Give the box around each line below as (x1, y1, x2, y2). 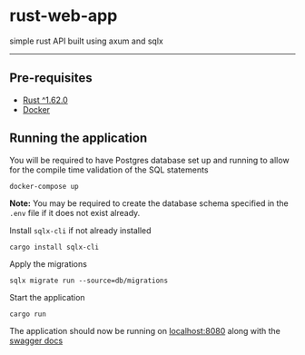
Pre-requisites (9, 70, 93, 86)
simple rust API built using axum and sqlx (9, 35, 163, 46)
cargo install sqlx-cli (9, 242, 100, 252)
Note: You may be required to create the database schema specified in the (9, 198, 289, 209)
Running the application (9, 131, 148, 146)
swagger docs (9, 335, 64, 346)
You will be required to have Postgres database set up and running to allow (9, 154, 290, 165)
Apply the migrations (9, 259, 88, 270)
